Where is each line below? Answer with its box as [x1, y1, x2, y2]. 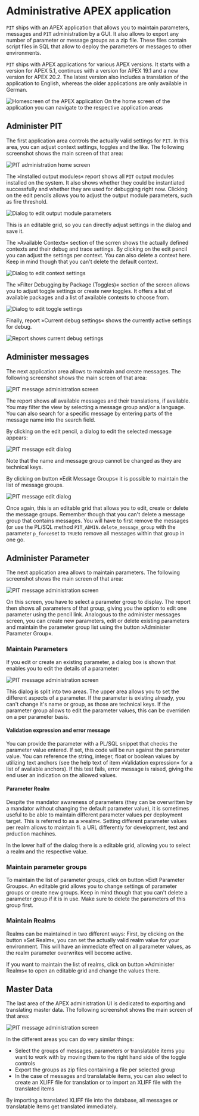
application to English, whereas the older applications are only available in [6, 79, 188, 87]
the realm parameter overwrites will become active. [6, 949, 132, 956]
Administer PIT [6, 121, 63, 132]
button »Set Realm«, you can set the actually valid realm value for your [6, 936, 180, 943]
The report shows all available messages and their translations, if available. [6, 397, 191, 404]
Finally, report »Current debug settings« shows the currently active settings [6, 317, 192, 324]
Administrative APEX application [6, 4, 172, 18]
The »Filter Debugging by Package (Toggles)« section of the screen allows [6, 281, 190, 288]
